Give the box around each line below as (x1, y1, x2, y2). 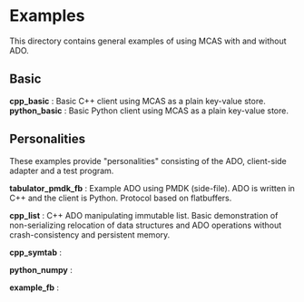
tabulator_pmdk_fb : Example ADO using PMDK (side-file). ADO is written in (9, 182, 295, 193)
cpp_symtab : (9, 247, 62, 258)
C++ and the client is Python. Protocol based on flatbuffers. (9, 192, 232, 203)
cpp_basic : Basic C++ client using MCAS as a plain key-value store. (9, 95, 266, 106)
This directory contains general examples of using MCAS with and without (9, 35, 287, 46)
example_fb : (9, 282, 60, 293)
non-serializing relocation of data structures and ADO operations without (9, 219, 282, 230)
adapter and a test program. (9, 165, 114, 176)
